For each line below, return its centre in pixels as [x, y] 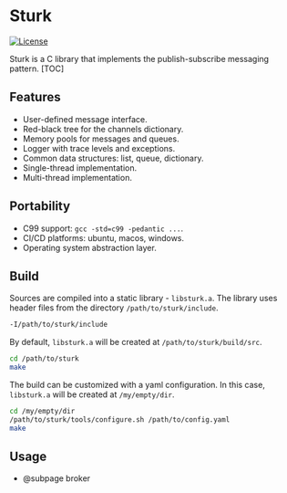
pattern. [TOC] [37, 68]
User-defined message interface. [85, 119]
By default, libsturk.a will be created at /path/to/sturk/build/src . [136, 342]
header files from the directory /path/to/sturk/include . [114, 308]
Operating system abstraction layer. [89, 247]
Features [35, 97]
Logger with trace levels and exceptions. [99, 148]
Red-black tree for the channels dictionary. [103, 129]
